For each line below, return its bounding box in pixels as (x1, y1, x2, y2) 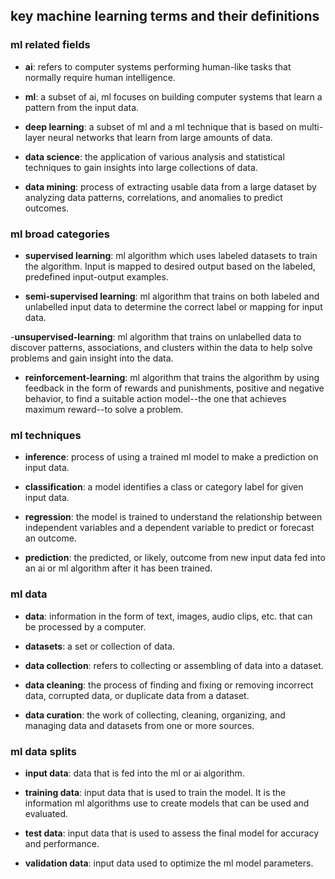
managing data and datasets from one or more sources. (24, 719, 255, 731)
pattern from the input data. (24, 101, 140, 113)
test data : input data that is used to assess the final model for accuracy (24, 827, 320, 839)
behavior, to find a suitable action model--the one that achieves (24, 392, 287, 404)
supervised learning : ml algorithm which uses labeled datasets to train (24, 249, 318, 261)
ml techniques (10, 428, 82, 442)
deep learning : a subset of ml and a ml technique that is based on (24, 120, 297, 133)
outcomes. (24, 202, 70, 214)
